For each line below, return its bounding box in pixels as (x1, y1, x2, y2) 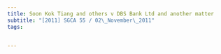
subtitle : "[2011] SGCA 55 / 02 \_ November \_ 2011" (7, 17, 155, 24)
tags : (7, 23, 23, 30)
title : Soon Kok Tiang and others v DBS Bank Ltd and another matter (7, 10, 215, 18)
